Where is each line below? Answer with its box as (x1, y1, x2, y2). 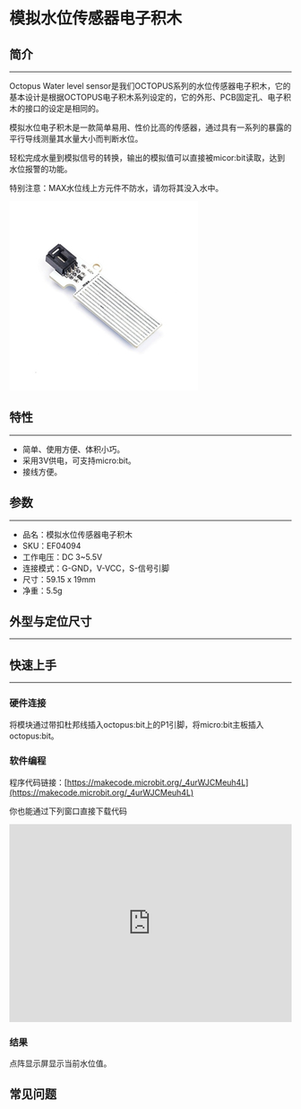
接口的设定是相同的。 (24, 103, 104, 113)
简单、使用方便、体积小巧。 (21, 443, 125, 454)
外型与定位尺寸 (9, 614, 92, 629)
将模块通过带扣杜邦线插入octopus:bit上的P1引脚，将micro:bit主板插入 (9, 719, 264, 729)
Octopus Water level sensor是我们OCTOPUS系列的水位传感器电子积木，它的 (9, 81, 291, 91)
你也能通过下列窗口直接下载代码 (9, 805, 127, 816)
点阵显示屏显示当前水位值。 (9, 1058, 112, 1069)
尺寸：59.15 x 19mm (21, 573, 96, 584)
